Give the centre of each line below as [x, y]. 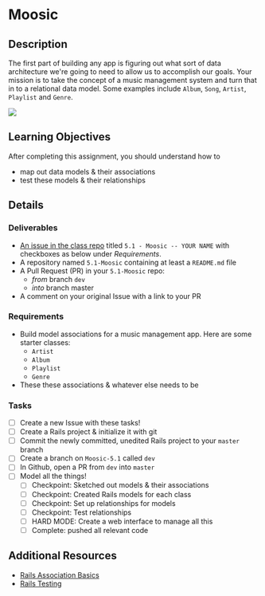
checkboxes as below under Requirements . [90, 253]
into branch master [62, 288]
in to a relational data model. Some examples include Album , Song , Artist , [127, 88]
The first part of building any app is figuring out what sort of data [115, 63]
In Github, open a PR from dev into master [87, 467]
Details [26, 205]
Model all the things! [53, 476]
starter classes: [45, 342]
